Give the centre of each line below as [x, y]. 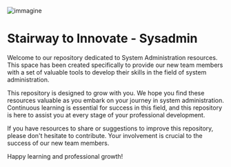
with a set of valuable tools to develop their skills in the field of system [107, 72]
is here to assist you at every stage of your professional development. [106, 115]
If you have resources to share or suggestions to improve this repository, [110, 128]
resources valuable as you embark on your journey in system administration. [115, 100]
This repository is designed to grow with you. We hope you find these [106, 92]
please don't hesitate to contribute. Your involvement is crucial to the [105, 135]
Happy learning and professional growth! [65, 156]
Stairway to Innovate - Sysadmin [102, 39]
